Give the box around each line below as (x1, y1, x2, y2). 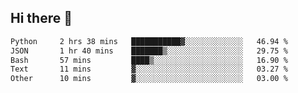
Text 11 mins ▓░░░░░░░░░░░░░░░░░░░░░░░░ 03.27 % (10, 64, 288, 75)
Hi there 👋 (10, 10, 73, 27)
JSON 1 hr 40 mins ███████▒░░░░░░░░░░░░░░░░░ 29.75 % (10, 46, 288, 56)
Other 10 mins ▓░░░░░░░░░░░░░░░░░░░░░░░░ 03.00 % (10, 74, 288, 84)
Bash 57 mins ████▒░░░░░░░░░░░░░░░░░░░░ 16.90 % (10, 55, 288, 65)
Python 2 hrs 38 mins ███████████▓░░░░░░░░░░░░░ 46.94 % (10, 36, 288, 46)
